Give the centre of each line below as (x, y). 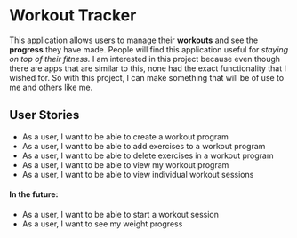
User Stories (44, 115)
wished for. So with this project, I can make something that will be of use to (147, 77)
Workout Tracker (73, 16)
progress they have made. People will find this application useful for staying (149, 49)
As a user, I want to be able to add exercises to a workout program (144, 146)
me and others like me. (51, 87)
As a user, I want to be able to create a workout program (125, 136)
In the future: (34, 194)
